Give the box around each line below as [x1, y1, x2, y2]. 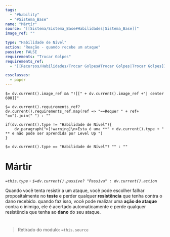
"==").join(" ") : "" [5, 113, 51, 118]
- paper [10, 77, 26, 82]
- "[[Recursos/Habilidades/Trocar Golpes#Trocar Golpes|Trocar [10, 64, 146, 69]
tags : [5, 7, 17, 13]
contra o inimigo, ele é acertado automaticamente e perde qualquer [5, 203, 146, 210]
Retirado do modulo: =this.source [17, 227, 89, 233]
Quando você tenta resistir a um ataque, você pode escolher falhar [5, 187, 145, 194]
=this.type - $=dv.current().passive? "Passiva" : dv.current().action [5, 177, 157, 183]
